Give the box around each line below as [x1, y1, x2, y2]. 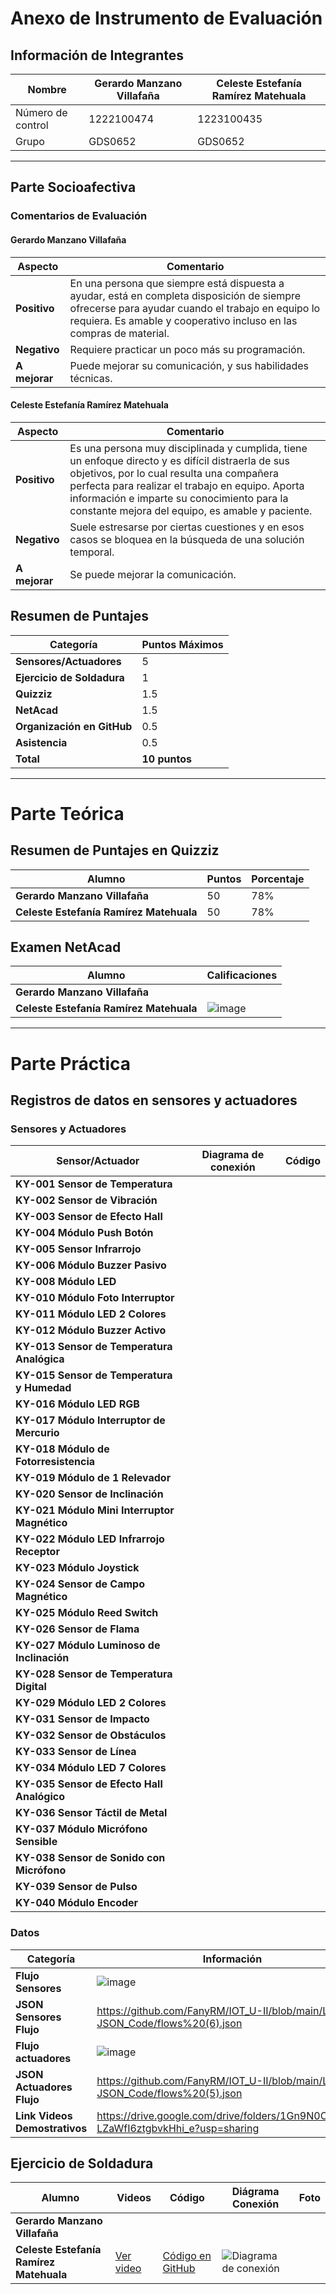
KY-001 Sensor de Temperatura [15, 1177, 173, 1191]
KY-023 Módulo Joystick [15, 1561, 140, 1575]
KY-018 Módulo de [15, 1442, 110, 1456]
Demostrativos [15, 2121, 88, 2135]
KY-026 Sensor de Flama [15, 1622, 140, 1636]
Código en [162, 2249, 212, 2263]
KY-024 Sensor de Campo [15, 1577, 145, 1591]
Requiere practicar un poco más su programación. [69, 342, 306, 356]
